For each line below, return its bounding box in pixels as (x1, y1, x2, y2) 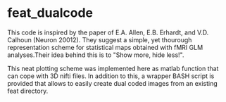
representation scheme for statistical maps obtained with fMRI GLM (7, 43, 203, 51)
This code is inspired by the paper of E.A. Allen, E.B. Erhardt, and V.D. (7, 28, 209, 37)
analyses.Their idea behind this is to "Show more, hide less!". (7, 51, 184, 59)
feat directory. (7, 87, 49, 95)
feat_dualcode (7, 5, 94, 21)
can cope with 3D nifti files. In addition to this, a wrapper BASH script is (7, 72, 215, 80)
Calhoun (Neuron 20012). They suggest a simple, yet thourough (7, 35, 192, 44)
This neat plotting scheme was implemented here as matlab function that (7, 64, 219, 72)
